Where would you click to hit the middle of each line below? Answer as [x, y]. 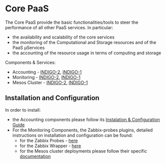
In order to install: [23, 110]
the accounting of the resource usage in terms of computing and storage [87, 53]
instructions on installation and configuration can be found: [72, 135]
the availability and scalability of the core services [63, 37]
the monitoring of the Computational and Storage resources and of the [84, 42]
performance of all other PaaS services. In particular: [59, 27]
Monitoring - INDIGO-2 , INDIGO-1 [46, 77]
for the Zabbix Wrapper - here [50, 146]
